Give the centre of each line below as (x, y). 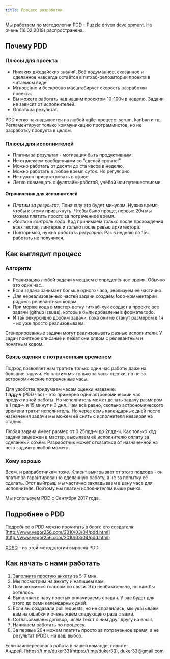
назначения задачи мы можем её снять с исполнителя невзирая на (79, 416)
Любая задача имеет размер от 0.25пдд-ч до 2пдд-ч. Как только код (81, 431)
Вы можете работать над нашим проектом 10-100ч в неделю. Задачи (88, 99)
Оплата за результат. (35, 110)
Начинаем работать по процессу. (49, 625)
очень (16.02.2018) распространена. (45, 30)
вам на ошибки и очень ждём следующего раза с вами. (74, 613)
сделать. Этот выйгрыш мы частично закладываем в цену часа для (79, 483)
